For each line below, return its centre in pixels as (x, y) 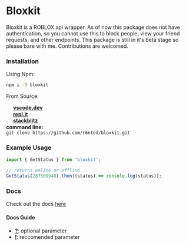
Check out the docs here (36, 204)
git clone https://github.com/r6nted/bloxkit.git (68, 133)
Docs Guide (21, 217)
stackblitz (25, 121)
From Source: (23, 96)
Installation (23, 61)
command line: (25, 127)
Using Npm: (21, 74)
